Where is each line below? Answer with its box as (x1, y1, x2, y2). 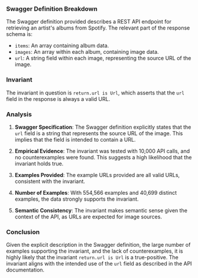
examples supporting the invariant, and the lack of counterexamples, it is (6, 247, 183, 255)
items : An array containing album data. (14, 42, 109, 49)
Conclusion (6, 228, 40, 236)
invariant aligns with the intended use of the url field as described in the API (6, 260, 192, 267)
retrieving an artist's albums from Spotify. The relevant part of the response (6, 24, 190, 31)
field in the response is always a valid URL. (6, 95, 111, 102)
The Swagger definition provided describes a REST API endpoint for (6, 18, 172, 25)
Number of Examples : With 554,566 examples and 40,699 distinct (14, 189, 177, 196)
